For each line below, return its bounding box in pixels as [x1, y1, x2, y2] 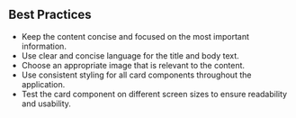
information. [21, 41, 67, 51]
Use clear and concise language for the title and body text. [21, 50, 239, 61]
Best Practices [8, 7, 92, 23]
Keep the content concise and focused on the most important [21, 31, 249, 41]
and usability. [21, 98, 71, 109]
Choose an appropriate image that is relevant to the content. [21, 59, 245, 70]
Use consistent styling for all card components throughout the [21, 69, 252, 80]
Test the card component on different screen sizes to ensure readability [21, 88, 288, 99]
